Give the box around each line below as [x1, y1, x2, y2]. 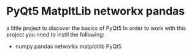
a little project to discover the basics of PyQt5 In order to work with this [6, 24, 186, 32]
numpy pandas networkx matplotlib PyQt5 [15, 43, 122, 50]
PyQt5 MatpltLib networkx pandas [6, 4, 185, 18]
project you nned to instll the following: [6, 30, 105, 38]
